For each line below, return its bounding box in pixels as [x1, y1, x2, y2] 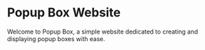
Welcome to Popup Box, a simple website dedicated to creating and [7, 27, 199, 36]
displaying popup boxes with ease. [7, 34, 106, 42]
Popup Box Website [7, 5, 121, 21]
